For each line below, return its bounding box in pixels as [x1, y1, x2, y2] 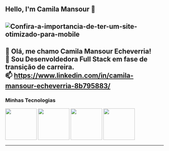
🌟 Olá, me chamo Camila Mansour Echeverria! [5, 47, 152, 56]
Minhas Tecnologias [5, 97, 56, 104]
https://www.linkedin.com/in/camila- [14, 71, 134, 80]
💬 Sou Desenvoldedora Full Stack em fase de [5, 55, 148, 63]
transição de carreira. [5, 63, 74, 71]
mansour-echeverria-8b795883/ [5, 82, 111, 91]
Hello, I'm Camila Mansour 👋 [5, 5, 96, 14]
